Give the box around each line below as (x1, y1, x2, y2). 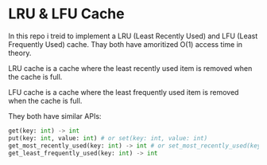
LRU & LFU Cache (8, 5, 125, 23)
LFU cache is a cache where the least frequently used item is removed (8, 87, 239, 96)
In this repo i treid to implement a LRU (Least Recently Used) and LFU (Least (8, 31, 258, 41)
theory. (8, 48, 32, 57)
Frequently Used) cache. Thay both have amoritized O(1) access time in (8, 39, 243, 49)
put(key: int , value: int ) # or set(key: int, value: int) (8, 134, 208, 142)
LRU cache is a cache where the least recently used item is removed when (8, 63, 253, 73)
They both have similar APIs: (8, 111, 102, 120)
